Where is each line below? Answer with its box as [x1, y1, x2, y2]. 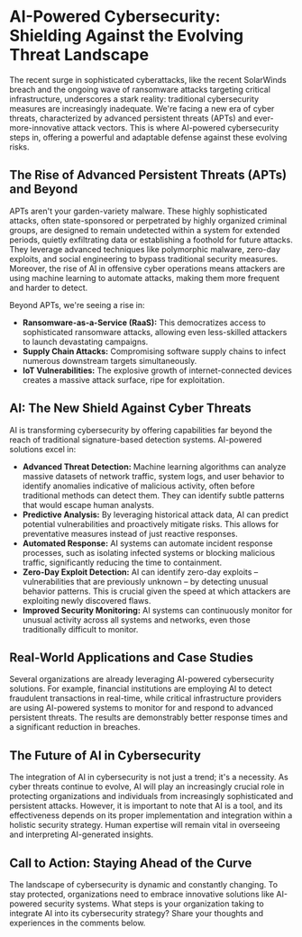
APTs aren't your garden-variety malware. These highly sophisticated [9, 205, 268, 216]
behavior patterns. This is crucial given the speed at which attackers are [22, 586, 291, 596]
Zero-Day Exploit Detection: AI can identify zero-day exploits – [22, 566, 259, 578]
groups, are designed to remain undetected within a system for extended [9, 224, 280, 235]
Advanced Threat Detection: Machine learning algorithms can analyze [22, 461, 287, 472]
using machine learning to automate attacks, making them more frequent [9, 272, 280, 283]
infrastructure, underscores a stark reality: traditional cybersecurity [9, 93, 260, 105]
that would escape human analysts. [22, 499, 155, 510]
